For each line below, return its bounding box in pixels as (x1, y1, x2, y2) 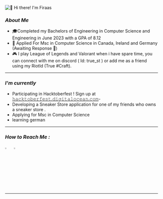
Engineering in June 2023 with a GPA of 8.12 (12, 35, 101, 41)
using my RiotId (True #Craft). (12, 63, 72, 69)
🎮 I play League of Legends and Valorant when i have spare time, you (12, 51, 153, 57)
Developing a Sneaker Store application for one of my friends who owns (12, 101, 156, 107)
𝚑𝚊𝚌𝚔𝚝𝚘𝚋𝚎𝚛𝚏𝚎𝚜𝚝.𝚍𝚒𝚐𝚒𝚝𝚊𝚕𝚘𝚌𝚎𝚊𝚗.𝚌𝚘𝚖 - (12, 96, 101, 101)
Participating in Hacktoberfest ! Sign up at (12, 91, 96, 97)
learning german (12, 116, 45, 123)
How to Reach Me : (5, 133, 50, 140)
